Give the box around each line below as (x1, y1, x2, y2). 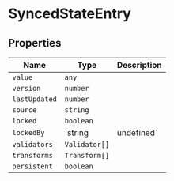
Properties (8, 36, 62, 50)
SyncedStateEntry (8, 5, 132, 23)
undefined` (117, 127, 158, 138)
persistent (12, 162, 53, 171)
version (12, 84, 41, 92)
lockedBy (12, 128, 45, 137)
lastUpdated (12, 95, 58, 104)
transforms (12, 151, 53, 160)
